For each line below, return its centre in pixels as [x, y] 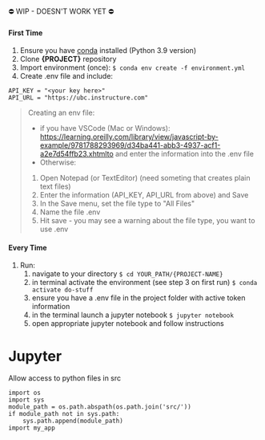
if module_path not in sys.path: [64, 414]
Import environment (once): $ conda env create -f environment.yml [132, 67]
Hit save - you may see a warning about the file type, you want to [147, 221]
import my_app [32, 428]
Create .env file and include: [66, 76]
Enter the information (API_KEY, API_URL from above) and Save [144, 195]
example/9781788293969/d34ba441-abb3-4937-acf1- [130, 145]
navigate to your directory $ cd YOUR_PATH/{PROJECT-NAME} [127, 274]
